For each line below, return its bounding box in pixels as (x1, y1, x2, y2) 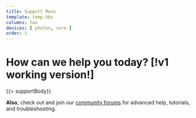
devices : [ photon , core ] (6, 25, 72, 31)
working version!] (6, 68, 95, 82)
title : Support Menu (6, 8, 57, 15)
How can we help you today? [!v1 (6, 56, 169, 69)
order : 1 (6, 31, 27, 36)
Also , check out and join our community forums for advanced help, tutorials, (6, 99, 190, 106)
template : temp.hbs (6, 14, 54, 20)
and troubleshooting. (6, 105, 57, 112)
